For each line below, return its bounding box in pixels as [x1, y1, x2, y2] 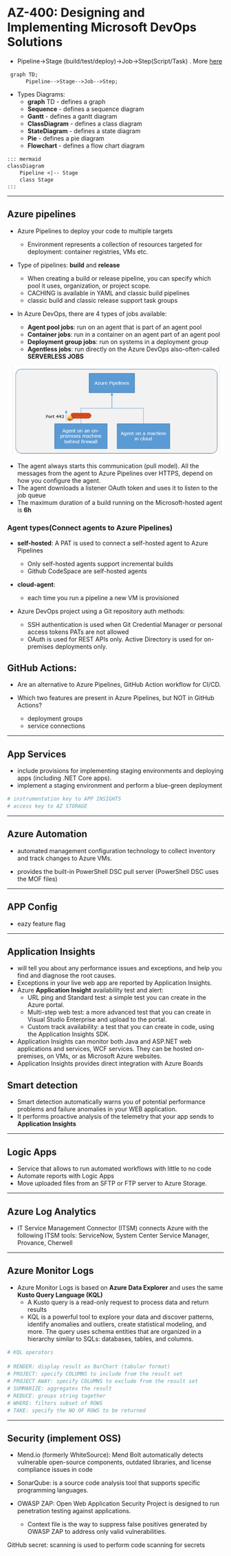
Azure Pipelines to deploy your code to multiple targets [16, 226, 173, 235]
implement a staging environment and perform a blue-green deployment [16, 781, 223, 790]
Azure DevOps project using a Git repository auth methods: [16, 607, 185, 615]
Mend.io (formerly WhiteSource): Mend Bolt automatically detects [16, 1450, 204, 1459]
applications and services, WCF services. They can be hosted [16, 1045, 193, 1053]
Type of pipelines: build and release [16, 261, 120, 269]
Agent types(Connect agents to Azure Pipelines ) [7, 523, 173, 532]
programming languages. [16, 1486, 89, 1495]
